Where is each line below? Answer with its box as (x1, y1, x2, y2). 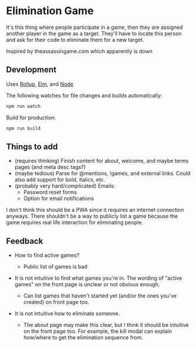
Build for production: (6, 114, 56, 121)
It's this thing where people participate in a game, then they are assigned (6, 24, 184, 31)
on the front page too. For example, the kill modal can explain (23, 328, 172, 335)
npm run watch (6, 103, 41, 109)
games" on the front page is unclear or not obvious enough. (14, 281, 160, 288)
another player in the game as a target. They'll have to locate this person (6, 30, 182, 37)
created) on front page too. (23, 299, 89, 306)
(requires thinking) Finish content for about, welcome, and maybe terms (14, 158, 189, 165)
